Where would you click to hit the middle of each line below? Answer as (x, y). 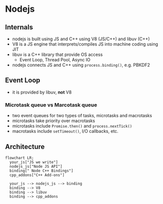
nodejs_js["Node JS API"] (36, 166)
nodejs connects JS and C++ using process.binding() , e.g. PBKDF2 (81, 65)
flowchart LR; (20, 158)
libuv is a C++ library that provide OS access (57, 54)
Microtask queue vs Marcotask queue (51, 105)
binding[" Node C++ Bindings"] (41, 171)
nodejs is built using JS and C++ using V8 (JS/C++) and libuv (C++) (81, 39)
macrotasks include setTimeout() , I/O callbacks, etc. (65, 131)
